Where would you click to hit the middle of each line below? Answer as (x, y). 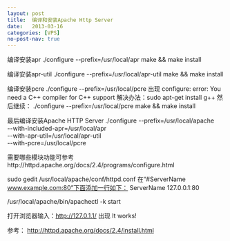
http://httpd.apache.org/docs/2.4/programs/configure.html (91, 165)
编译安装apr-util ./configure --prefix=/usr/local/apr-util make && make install (115, 74)
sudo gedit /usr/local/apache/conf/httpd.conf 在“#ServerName (97, 179)
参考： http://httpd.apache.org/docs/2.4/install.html (80, 231)
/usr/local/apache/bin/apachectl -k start (64, 202)
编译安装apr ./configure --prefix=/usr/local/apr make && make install (104, 60)
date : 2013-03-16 (35, 26)
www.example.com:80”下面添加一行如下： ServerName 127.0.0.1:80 (103, 188)
